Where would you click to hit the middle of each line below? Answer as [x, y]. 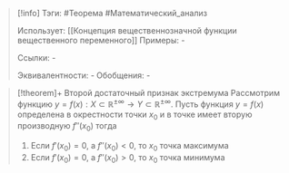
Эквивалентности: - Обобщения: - [84, 75]
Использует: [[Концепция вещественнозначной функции [127, 30]
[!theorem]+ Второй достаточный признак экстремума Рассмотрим [149, 93]
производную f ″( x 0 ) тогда [67, 127]
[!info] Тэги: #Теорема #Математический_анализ [112, 13]
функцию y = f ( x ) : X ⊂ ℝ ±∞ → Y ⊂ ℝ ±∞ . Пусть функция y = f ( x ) [140, 103]
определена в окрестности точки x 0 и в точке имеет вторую [135, 115]
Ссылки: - [36, 58]
